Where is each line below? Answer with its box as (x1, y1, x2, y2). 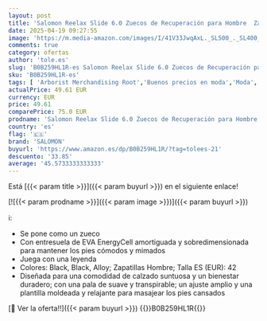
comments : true (8, 41, 59, 49)
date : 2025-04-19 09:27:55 (8, 26, 98, 34)
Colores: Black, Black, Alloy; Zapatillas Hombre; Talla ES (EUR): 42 (19, 263, 237, 272)
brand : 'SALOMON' (8, 137, 66, 146)
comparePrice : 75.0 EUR (8, 108, 87, 116)
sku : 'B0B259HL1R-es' (8, 71, 80, 79)
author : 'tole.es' (8, 57, 69, 65)
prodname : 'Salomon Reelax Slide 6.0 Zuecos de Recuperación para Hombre (8, 115, 258, 123)
